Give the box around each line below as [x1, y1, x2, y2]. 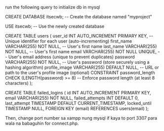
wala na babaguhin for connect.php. [5, 121, 79, 126]
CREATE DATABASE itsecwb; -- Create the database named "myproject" [5, 14, 152, 19]
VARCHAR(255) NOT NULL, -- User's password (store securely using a [5, 59, 150, 65]
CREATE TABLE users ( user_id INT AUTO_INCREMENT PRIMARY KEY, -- [5, 33, 153, 39]
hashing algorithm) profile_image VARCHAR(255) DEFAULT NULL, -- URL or [5, 64, 159, 70]
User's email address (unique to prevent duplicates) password [8, 54, 135, 60]
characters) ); [5, 80, 33, 86]
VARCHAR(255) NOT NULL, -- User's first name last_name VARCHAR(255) [5, 44, 157, 49]
